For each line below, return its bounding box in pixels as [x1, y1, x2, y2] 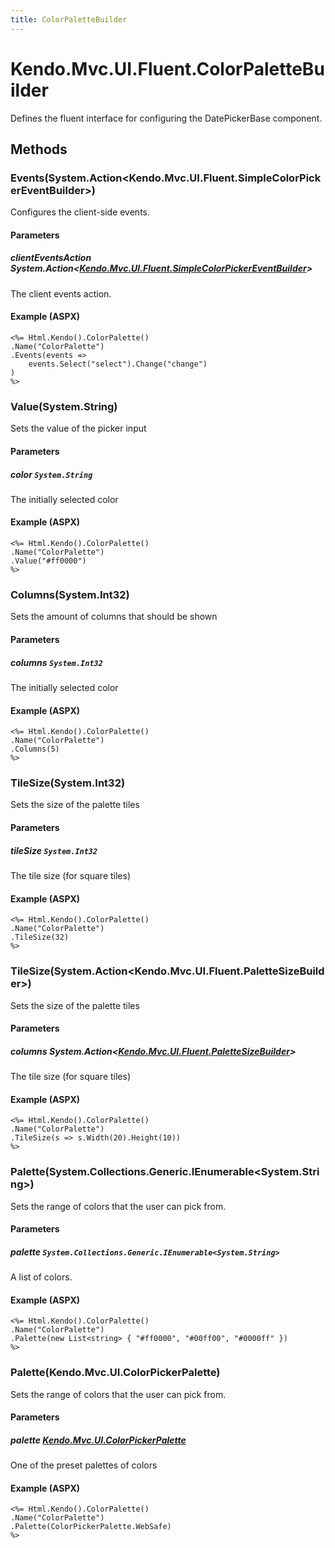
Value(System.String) [10, 399, 118, 413]
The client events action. [10, 287, 112, 300]
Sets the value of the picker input [10, 422, 147, 435]
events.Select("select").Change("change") [28, 359, 208, 370]
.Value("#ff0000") [10, 556, 87, 566]
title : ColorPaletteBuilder [10, 14, 128, 25]
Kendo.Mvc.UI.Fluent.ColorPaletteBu [10, 57, 325, 80]
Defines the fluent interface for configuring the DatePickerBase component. [10, 112, 323, 124]
